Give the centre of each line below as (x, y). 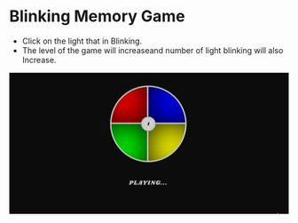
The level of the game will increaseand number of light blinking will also (153, 50)
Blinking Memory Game (98, 16)
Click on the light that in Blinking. (82, 41)
